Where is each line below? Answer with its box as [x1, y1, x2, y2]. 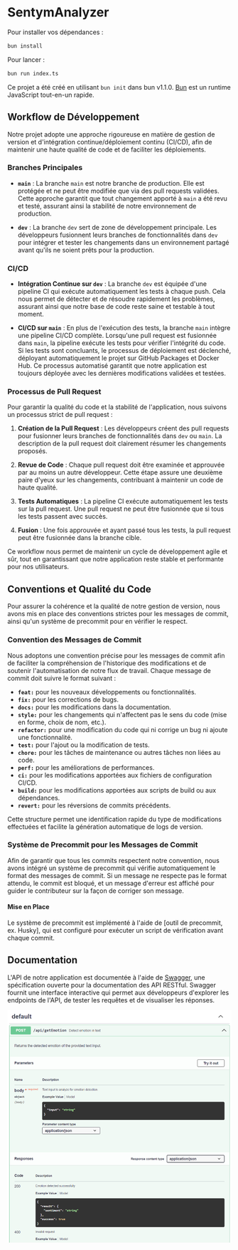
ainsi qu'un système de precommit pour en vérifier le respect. [7, 617, 188, 626]
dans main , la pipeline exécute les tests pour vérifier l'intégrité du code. [17, 339, 226, 347]
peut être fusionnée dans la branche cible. [17, 534, 142, 542]
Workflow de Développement [7, 111, 140, 123]
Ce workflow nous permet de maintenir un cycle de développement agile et [7, 547, 228, 556]
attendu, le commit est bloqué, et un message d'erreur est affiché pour [7, 879, 215, 887]
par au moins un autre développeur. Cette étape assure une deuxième [17, 468, 222, 477]
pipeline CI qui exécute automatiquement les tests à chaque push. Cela [17, 287, 226, 296]
